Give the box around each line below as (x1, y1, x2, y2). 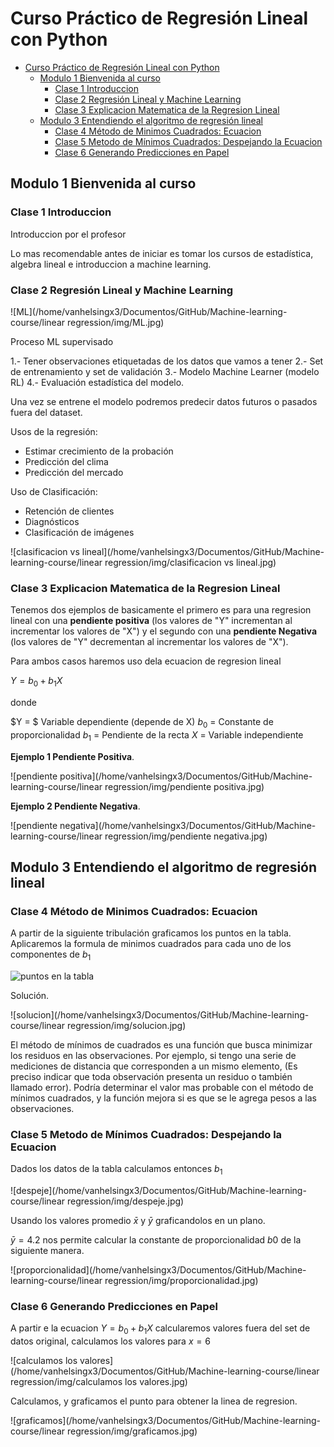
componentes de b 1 (10, 948, 92, 963)
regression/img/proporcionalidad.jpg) (104, 1275, 259, 1287)
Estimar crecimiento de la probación (24, 445, 174, 457)
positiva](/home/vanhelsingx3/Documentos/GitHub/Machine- (59, 770, 313, 782)
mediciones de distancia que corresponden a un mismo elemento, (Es (10, 1060, 298, 1072)
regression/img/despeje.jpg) (66, 1195, 185, 1207)
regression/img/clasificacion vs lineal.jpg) (104, 556, 277, 568)
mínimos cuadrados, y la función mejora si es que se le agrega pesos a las (10, 1092, 317, 1104)
